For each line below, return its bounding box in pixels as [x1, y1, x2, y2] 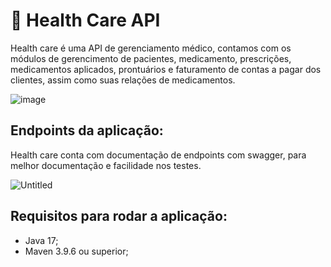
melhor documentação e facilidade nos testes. [10, 159, 202, 171]
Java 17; [24, 234, 59, 246]
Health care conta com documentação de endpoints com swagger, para [10, 149, 307, 161]
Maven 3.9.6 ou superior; [24, 245, 129, 257]
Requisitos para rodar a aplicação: [10, 208, 228, 225]
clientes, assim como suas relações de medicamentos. [10, 74, 236, 86]
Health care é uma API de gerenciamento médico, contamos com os [10, 42, 292, 54]
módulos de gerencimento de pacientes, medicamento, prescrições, [10, 52, 292, 64]
